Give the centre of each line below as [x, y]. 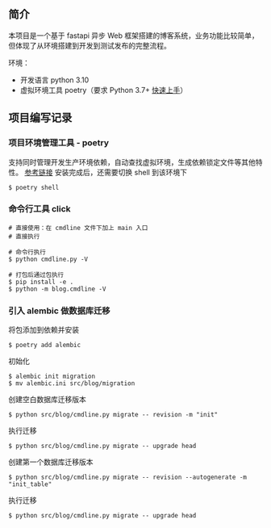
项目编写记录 [40, 118]
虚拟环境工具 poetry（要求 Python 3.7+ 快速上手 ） [104, 90]
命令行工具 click [40, 209]
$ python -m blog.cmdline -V [57, 289]
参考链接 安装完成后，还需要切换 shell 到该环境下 [106, 172]
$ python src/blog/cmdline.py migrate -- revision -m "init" [113, 415]
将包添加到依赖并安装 [44, 330]
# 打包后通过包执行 [36, 274]
